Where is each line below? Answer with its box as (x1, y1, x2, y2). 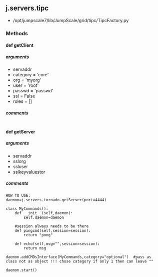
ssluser (12, 163, 28, 170)
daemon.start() (5, 267, 37, 272)
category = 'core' (12, 72, 49, 78)
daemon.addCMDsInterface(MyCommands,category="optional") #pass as (5, 254, 151, 259)
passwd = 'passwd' (12, 88, 53, 94)
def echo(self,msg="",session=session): (14, 241, 100, 246)
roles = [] (12, 98, 32, 104)
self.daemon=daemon (23, 215, 64, 220)
